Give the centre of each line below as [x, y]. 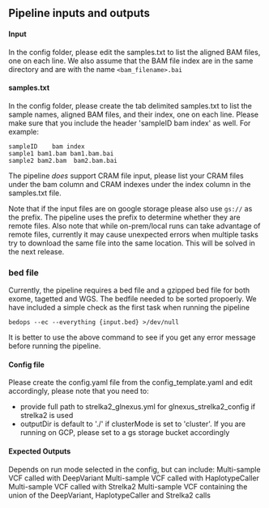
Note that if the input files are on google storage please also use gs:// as [130, 208]
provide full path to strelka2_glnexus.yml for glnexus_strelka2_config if [138, 407]
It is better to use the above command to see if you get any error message [132, 337]
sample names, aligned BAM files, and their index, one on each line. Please [134, 114]
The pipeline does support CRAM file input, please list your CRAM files [126, 175]
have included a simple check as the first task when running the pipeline [129, 308]
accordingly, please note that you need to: [79, 391]
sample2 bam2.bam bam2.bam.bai [63, 160]
